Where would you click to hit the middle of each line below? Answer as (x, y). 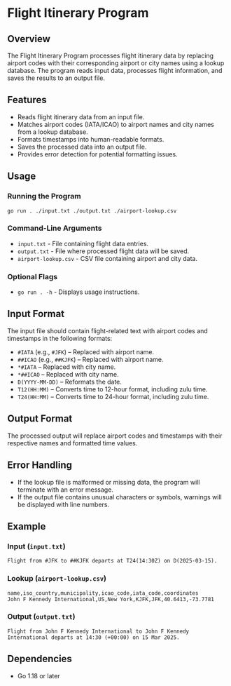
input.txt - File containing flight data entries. (83, 243)
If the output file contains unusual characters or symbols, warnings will (119, 497)
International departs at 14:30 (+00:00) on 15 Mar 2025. (93, 637)
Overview (29, 39)
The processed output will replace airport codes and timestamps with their (115, 436)
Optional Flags (33, 276)
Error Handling (40, 465)
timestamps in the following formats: (60, 338)
